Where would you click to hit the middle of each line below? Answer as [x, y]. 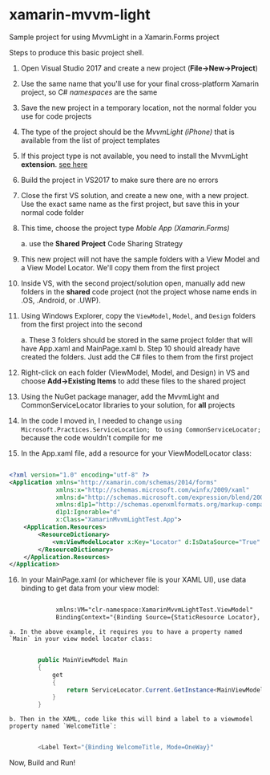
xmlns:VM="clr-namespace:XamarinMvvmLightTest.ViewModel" [154, 610]
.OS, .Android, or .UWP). [60, 300]
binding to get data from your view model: [90, 588]
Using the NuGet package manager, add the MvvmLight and [120, 396]
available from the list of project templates [90, 140]
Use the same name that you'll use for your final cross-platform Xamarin [140, 83]
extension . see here [54, 164]
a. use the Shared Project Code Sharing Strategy [102, 243]
